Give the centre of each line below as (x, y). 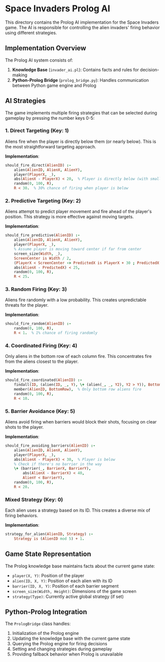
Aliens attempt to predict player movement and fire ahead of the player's (79, 211)
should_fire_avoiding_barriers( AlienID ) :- (50, 446)
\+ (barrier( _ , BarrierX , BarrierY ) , (53, 469)
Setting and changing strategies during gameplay (62, 649)
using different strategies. (31, 33)
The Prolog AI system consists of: (39, 60)
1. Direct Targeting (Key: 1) (37, 131)
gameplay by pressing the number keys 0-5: (50, 118)
